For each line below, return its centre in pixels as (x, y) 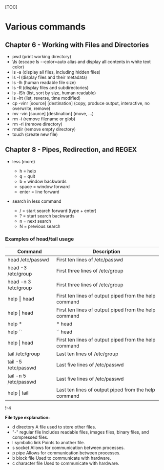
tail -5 (15, 362)
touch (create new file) (35, 134)
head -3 (17, 268)
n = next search (35, 221)
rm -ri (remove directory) (37, 124)
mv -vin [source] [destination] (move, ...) (53, 114)
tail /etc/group (24, 354)
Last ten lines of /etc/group (87, 354)
